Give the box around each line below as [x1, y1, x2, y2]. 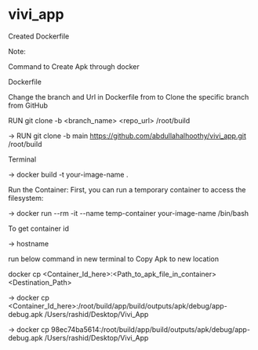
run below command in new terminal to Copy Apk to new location [8, 253, 220, 264]
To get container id [8, 224, 69, 233]
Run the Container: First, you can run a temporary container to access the [8, 184, 246, 194]
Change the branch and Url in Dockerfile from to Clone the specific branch [8, 92, 249, 101]
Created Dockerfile [8, 31, 70, 41]
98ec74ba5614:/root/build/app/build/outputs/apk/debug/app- [50, 324, 251, 334]
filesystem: [8, 193, 44, 202]
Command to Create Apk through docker [8, 61, 140, 71]
